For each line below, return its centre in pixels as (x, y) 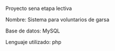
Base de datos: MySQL (33, 31)
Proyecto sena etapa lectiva (39, 8)
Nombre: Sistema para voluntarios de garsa (57, 19)
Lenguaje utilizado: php (33, 42)
